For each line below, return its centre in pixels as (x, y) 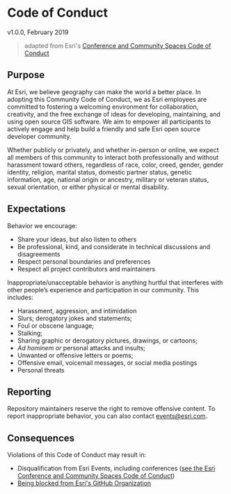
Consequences (41, 438)
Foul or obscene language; (56, 325)
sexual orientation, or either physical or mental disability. (88, 187)
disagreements (39, 254)
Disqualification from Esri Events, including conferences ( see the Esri (116, 468)
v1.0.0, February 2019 (38, 32)
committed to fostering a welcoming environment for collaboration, (103, 107)
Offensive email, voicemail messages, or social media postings (107, 362)
